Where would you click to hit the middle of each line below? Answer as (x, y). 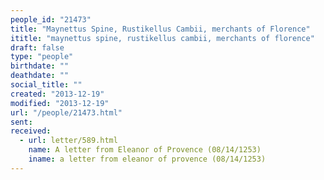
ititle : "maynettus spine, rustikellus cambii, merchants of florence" (162, 38)
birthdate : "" (40, 66)
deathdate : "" (40, 76)
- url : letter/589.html (68, 141)
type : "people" (42, 57)
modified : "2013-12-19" (60, 103)
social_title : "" (46, 85)
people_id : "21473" (51, 19)
